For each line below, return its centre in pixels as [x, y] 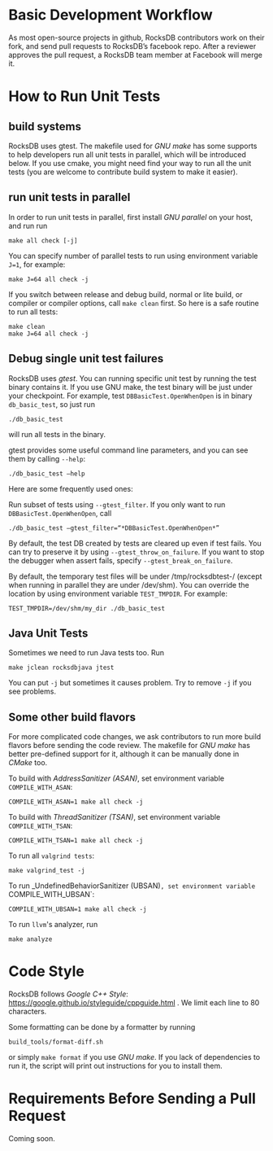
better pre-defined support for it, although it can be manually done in [124, 754]
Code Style [47, 972]
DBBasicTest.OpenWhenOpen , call [60, 513]
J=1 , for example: [37, 264]
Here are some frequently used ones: [71, 488]
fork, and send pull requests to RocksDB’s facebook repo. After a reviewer [132, 46]
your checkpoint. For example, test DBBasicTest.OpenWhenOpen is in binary [130, 396]
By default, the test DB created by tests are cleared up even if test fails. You [135, 543]
